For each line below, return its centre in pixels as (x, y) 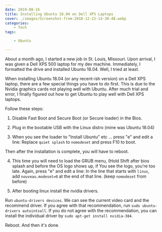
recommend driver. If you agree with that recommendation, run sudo (73, 205)
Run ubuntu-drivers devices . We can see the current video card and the (77, 200)
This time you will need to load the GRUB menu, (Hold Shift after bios (81, 161)
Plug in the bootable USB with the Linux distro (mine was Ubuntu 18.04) (83, 127)
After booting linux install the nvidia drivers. (55, 191)
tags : (10, 32)
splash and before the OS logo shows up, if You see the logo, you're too (84, 166)
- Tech (20, 28)
